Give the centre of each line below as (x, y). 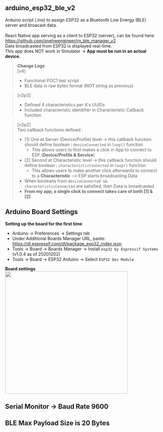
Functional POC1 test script (52, 80)
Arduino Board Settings (42, 212)
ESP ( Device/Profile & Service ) (63, 155)
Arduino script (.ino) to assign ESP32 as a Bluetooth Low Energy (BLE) (76, 20)
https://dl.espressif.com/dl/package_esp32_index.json (67, 243)
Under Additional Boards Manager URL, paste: (59, 238)
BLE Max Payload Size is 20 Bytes (58, 423)
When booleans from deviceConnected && (66, 181)
